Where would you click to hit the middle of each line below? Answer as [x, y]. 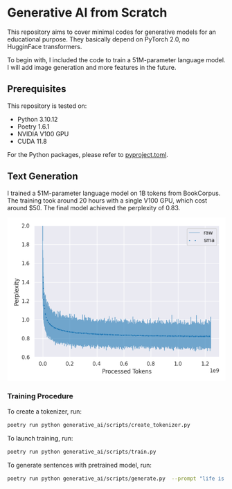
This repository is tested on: [47, 106]
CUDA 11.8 [32, 141]
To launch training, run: [40, 438]
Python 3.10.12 [37, 119]
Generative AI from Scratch [87, 13]
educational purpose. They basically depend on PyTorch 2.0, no [98, 39]
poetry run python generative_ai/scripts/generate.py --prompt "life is [116, 479]
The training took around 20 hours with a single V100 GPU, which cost [107, 200]
